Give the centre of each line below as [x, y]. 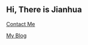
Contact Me [21, 24]
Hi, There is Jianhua [44, 10]
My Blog [16, 36]
